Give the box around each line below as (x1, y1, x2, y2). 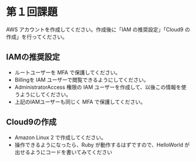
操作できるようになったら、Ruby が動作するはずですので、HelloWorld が (14, 141, 190, 148)
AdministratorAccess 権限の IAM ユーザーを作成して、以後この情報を (14, 83, 182, 90)
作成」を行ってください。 (6, 33, 67, 40)
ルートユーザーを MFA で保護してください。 (14, 69, 121, 76)
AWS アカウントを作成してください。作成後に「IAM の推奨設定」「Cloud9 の (6, 26, 191, 33)
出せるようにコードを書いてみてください (14, 148, 113, 156)
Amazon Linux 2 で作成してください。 (14, 133, 107, 141)
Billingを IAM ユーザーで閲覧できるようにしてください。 (14, 76, 150, 83)
